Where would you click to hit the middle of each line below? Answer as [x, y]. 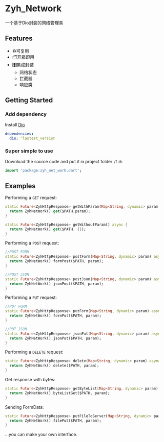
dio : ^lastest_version [32, 138]
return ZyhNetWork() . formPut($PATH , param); [55, 316]
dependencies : [20, 134]
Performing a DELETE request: [34, 352]
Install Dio [15, 125]
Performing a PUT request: [31, 297]
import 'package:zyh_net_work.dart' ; [43, 171]
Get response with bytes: [30, 380]
